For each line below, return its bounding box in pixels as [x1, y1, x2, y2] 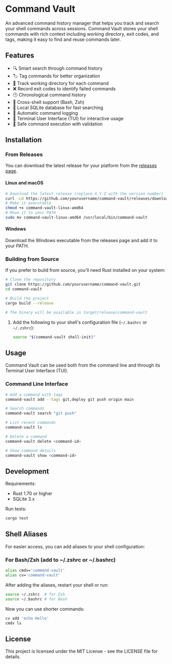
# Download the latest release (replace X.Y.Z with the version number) [5, 191, 164, 196]
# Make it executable [5, 201, 52, 206]
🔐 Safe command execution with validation [12, 121, 103, 127]
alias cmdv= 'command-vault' [5, 568, 66, 573]
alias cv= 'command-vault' [5, 573, 60, 578]
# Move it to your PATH [5, 210, 56, 216]
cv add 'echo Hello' [5, 615, 50, 621]
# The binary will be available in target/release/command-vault [5, 310, 147, 315]
